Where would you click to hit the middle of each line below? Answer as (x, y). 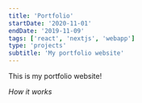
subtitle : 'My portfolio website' (67, 53)
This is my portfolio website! (55, 76)
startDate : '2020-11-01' (50, 23)
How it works (30, 92)
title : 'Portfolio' (41, 16)
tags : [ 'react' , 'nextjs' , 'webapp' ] (72, 38)
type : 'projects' (38, 46)
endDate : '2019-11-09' (46, 31)
